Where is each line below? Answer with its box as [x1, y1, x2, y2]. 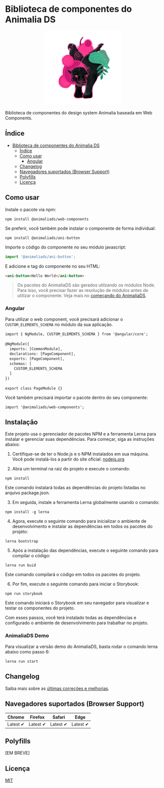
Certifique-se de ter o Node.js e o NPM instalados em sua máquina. [12, 451, 149, 457]
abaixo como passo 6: [5, 648, 50, 654]
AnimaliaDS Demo [5, 632, 49, 639]
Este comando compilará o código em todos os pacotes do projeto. [5, 572, 141, 577]
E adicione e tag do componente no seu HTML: [5, 263, 101, 269]
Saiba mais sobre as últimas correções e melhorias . [5, 685, 109, 691]
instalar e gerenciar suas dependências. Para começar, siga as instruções [5, 436, 155, 442]
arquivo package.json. [5, 490, 50, 496]
